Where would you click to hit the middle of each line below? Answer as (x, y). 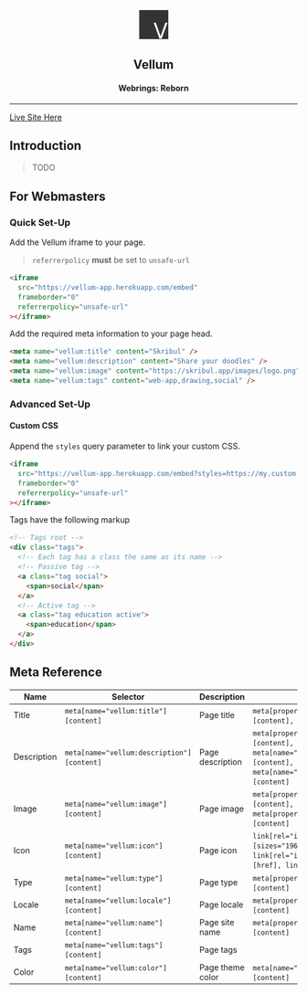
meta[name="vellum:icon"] (114, 846)
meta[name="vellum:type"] (114, 878)
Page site (217, 923)
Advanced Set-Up (50, 404)
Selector (128, 697)
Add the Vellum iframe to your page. (78, 242)
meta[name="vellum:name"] (114, 924)
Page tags (218, 949)
